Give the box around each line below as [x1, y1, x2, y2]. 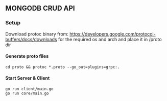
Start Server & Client [5, 75, 50, 81]
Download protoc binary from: [5, 30, 69, 37]
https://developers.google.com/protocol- [69, 30, 156, 37]
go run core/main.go [5, 91, 50, 96]
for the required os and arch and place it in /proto [58, 36, 162, 42]
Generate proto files [5, 53, 49, 59]
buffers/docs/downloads [5, 36, 57, 42]
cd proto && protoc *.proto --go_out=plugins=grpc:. [5, 64, 120, 70]
